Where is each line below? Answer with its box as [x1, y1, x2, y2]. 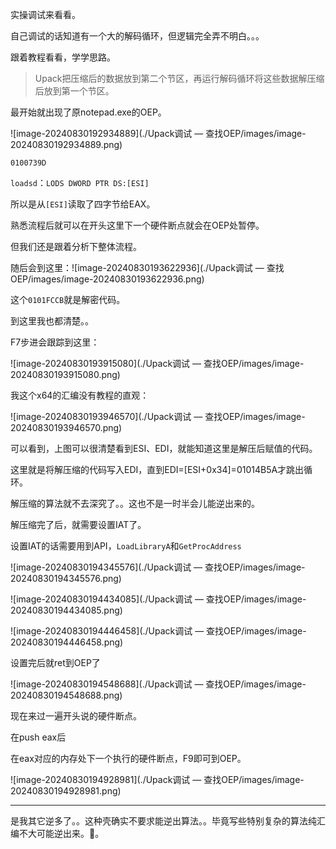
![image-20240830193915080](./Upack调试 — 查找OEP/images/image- [10, 358, 305, 369]
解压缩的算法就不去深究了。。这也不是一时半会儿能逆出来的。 [10, 498, 260, 509]
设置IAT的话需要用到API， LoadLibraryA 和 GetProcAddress [10, 540, 242, 552]
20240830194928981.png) [10, 785, 122, 797]
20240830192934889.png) [10, 139, 123, 150]
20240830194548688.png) [10, 689, 123, 701]
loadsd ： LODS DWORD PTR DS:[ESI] [10, 177, 150, 188]
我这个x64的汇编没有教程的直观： [10, 389, 150, 401]
